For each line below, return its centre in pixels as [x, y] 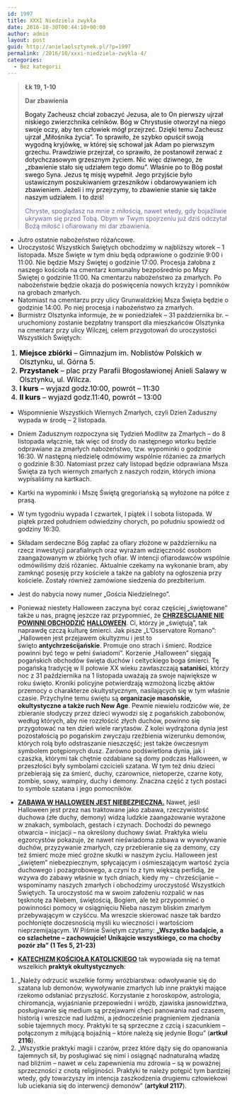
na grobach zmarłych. [50, 292]
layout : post [27, 40]
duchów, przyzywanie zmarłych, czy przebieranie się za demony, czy [119, 847]
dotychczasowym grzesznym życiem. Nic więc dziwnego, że [114, 159]
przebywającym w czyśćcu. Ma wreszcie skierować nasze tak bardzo [119, 915]
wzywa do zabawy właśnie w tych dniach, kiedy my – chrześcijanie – [118, 877]
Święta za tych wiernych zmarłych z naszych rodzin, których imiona [116, 471]
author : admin [28, 34]
